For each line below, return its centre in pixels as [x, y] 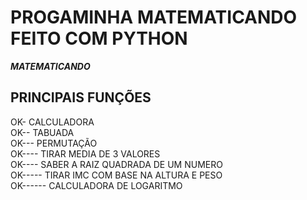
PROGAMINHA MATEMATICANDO [154, 17]
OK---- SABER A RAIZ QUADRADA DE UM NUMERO [116, 164]
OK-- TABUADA [42, 132]
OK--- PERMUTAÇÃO [54, 143]
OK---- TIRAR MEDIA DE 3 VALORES [85, 153]
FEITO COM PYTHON [99, 38]
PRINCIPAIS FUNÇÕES [81, 97]
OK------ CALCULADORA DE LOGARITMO [96, 185]
